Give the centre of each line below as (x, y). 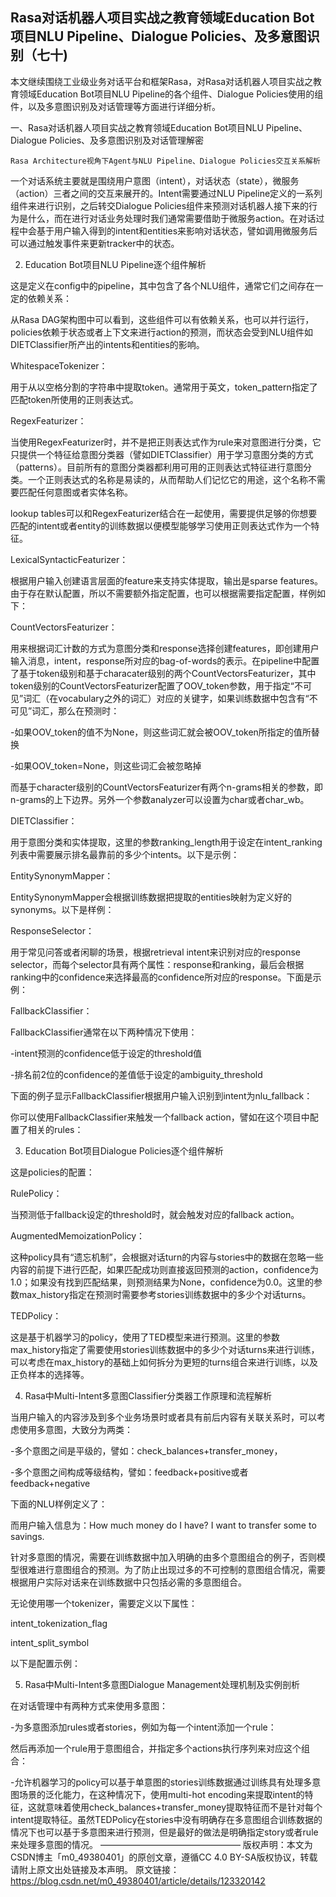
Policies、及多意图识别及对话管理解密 (127, 140)
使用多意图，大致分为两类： (75, 1429)
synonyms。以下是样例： (62, 909)
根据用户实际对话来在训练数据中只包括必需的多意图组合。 (128, 1582)
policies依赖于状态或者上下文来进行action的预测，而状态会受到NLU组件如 (162, 332)
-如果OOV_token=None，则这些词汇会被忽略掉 (106, 765)
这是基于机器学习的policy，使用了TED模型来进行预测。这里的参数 (145, 1337)
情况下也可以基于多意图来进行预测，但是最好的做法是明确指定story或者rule (164, 1832)
